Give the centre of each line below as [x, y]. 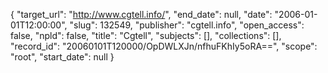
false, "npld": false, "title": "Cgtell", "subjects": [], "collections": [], [146, 35]
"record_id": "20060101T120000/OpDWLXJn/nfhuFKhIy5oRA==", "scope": [164, 46]
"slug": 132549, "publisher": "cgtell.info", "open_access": [187, 25]
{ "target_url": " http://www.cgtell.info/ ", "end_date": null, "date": [141, 14]
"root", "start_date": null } [62, 57]
